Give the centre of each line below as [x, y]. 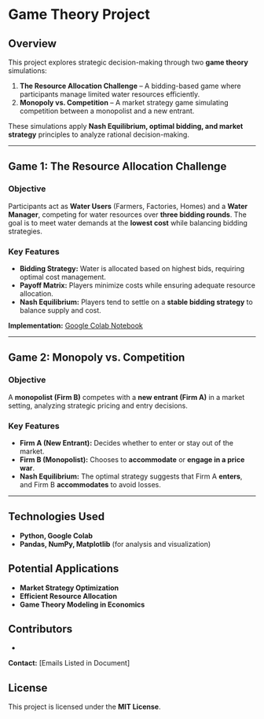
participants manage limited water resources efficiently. [110, 94]
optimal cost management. [62, 277]
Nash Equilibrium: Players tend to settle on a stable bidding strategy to [136, 302]
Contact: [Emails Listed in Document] [69, 663]
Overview [33, 44]
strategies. [26, 231]
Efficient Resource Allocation [68, 596]
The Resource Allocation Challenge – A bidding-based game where [130, 86]
